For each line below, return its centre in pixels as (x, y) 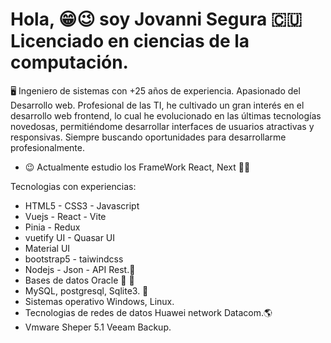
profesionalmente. (47, 147)
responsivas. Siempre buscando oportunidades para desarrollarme (148, 137)
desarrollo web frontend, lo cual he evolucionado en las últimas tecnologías (166, 115)
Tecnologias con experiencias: (73, 186)
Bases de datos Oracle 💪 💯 (79, 280)
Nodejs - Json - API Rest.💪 (80, 269)
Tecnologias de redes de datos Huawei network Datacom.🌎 (148, 312)
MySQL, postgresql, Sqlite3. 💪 (86, 290)
